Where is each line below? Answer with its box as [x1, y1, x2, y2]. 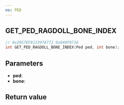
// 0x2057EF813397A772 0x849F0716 [5, 40, 79, 45]
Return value [5, 93, 47, 101]
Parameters [5, 59, 43, 68]
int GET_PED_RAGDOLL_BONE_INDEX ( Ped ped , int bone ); [5, 45, 120, 50]
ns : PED [5, 7, 22, 13]
